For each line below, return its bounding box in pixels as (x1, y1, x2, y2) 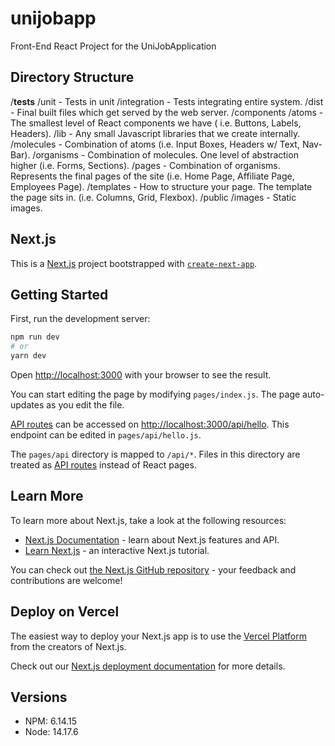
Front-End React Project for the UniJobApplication (10, 40, 217, 52)
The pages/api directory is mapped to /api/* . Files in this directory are (10, 448, 301, 460)
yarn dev (10, 351, 47, 361)
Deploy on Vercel (10, 603, 120, 621)
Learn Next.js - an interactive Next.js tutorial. (24, 544, 210, 556)
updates (10, 399, 45, 411)
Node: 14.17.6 (24, 726, 79, 738)
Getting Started (10, 286, 109, 303)
